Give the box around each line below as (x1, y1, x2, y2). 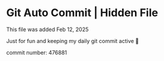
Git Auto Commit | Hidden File (6, 6, 159, 20)
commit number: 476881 (6, 48, 68, 56)
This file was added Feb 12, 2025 (6, 26, 89, 33)
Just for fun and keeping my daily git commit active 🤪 (6, 37, 139, 44)
